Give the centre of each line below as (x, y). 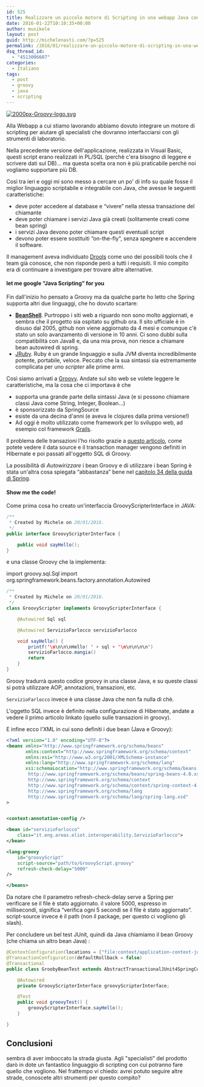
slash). (15, 923)
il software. (29, 245)
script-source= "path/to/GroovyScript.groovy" (76, 863)
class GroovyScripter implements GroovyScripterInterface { (84, 608)
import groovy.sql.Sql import (42, 574)
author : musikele (28, 29)
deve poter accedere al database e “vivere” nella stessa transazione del (105, 206)
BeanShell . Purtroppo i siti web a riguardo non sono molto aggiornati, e (104, 315)
